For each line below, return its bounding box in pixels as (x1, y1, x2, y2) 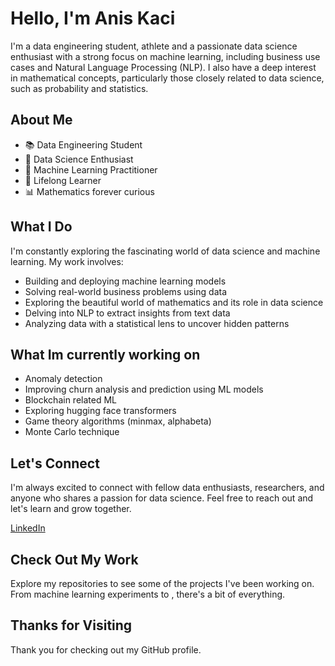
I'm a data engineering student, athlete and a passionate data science (10, 40, 298, 52)
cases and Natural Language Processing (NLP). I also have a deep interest (10, 61, 317, 73)
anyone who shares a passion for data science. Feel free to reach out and (10, 492, 314, 504)
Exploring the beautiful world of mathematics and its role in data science (24, 296, 324, 308)
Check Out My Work (10, 551, 139, 568)
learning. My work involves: (10, 255, 124, 267)
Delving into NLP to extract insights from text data (24, 307, 231, 319)
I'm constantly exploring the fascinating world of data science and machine (10, 245, 321, 257)
